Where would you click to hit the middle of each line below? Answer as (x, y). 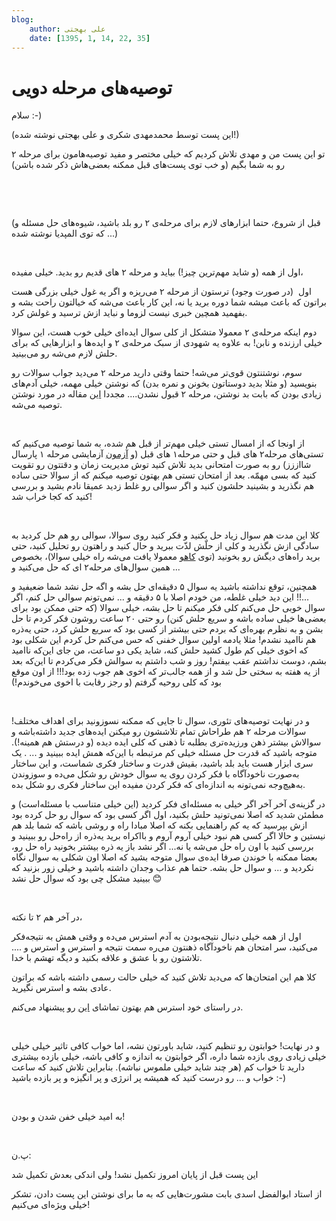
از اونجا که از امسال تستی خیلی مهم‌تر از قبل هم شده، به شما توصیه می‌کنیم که (158, 443)
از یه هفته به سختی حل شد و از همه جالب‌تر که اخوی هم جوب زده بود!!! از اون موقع (166, 672)
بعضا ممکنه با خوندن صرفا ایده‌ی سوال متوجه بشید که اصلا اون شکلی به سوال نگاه (164, 857)
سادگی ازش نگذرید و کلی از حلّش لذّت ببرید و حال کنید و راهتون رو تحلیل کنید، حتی (165, 546)
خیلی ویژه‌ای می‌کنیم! (51, 1205)
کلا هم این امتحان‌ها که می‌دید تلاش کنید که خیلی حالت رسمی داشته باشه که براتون (164, 977)
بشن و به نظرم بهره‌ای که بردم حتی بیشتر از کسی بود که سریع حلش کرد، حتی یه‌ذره (167, 629)
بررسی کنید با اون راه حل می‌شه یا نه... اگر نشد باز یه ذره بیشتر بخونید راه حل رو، (162, 847)
